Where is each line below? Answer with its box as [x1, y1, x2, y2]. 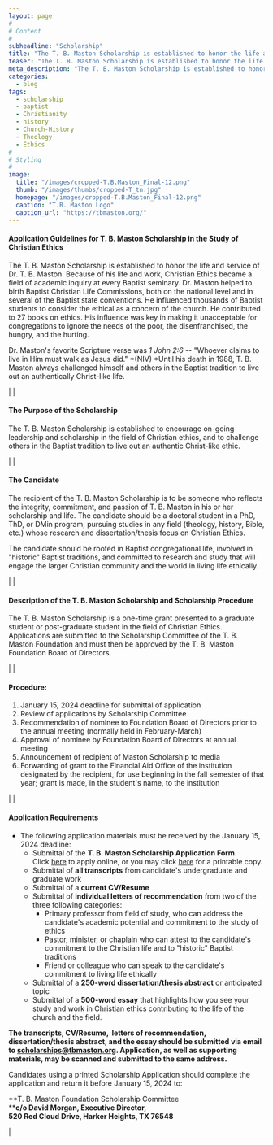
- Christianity [15, 111, 67, 119]
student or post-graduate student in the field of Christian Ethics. [8, 622, 223, 632]
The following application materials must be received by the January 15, [19, 830, 261, 840]
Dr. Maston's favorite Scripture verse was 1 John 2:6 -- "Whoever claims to [8, 345, 260, 355]
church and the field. [32, 1012, 102, 1021]
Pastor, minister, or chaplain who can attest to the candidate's [44, 934, 252, 944]
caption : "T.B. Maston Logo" [15, 201, 115, 209]
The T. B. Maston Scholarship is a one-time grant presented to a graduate [8, 613, 255, 623]
